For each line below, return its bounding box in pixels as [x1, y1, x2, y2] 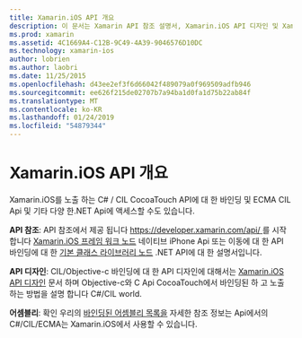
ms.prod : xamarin [9, 30, 75, 39]
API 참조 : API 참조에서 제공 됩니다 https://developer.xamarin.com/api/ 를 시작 [9, 224, 288, 235]
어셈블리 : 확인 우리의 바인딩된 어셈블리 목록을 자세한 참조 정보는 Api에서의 [9, 307, 269, 318]
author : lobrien [9, 55, 70, 64]
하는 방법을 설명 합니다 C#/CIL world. [9, 288, 142, 299]
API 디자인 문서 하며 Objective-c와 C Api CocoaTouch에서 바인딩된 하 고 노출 [9, 277, 285, 288]
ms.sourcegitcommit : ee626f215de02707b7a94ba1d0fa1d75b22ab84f [9, 88, 252, 97]
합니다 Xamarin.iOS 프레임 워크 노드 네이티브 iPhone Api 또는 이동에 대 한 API [9, 235, 285, 247]
